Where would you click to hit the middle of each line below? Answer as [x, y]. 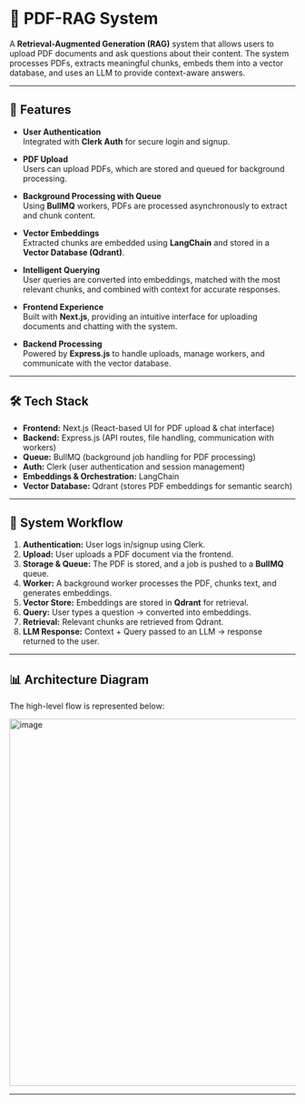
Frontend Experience [63, 306]
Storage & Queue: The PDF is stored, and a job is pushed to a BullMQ [153, 564]
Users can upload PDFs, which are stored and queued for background [153, 168]
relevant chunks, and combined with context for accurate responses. [151, 289]
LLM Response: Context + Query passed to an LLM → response [143, 632]
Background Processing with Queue [92, 196]
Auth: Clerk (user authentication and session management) [133, 467]
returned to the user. [61, 641]
